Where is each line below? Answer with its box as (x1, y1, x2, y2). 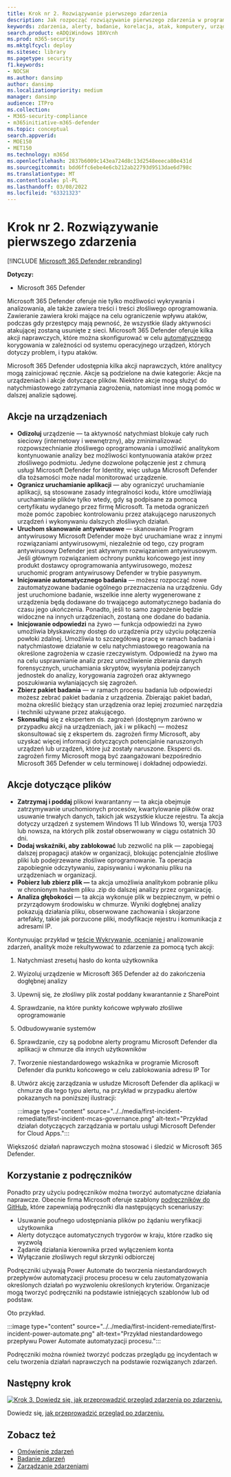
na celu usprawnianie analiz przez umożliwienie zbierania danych (16, 656, 203, 664)
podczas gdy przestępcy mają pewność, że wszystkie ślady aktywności (7, 319, 211, 328)
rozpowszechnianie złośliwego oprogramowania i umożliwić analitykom (16, 444, 220, 452)
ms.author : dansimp (7, 74, 63, 81)
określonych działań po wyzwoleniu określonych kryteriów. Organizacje (7, 1280, 210, 1289)
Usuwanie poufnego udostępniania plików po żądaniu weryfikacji (16, 1216, 202, 1225)
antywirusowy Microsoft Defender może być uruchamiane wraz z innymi (16, 532, 223, 540)
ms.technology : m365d (7, 151, 69, 159)
